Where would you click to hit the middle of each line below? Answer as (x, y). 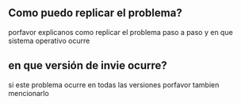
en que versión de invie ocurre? (88, 65)
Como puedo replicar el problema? (95, 13)
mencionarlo (29, 93)
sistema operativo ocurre (49, 40)
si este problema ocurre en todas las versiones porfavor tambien (114, 85)
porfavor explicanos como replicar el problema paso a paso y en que (121, 32)
